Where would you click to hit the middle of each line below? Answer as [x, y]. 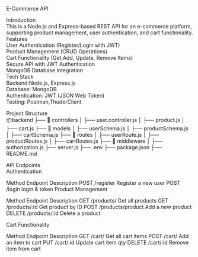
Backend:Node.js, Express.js [41, 83]
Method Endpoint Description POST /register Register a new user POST [93, 183]
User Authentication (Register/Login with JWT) [63, 45]
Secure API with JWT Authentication [51, 64]
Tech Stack [20, 77]
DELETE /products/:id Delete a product [53, 213]
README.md [22, 154]
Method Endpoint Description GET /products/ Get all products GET [87, 200]
